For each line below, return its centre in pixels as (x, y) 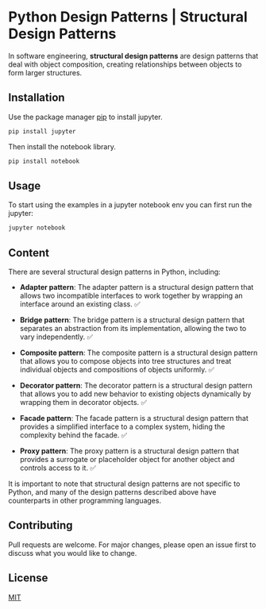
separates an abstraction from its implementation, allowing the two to (133, 328)
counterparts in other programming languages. (85, 501)
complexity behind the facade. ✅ (73, 435)
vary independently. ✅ (56, 337)
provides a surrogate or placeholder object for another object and (127, 459)
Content (29, 253)
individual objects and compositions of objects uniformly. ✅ (117, 370)
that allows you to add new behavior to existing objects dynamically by (135, 394)
